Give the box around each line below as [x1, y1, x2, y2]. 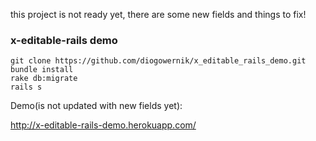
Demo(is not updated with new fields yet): [10, 100, 183, 112]
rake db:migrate [10, 74, 78, 84]
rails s [10, 82, 43, 93]
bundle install [10, 65, 74, 75]
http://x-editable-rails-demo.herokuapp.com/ [10, 119, 197, 131]
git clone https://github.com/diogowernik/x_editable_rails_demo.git [10, 56, 307, 66]
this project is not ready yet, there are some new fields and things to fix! [10, 9, 307, 20]
